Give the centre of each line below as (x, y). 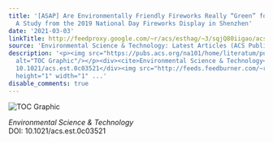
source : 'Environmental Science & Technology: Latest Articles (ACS (127, 46)
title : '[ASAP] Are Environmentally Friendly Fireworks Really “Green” (132, 16)
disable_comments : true (49, 83)
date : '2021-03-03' (41, 31)
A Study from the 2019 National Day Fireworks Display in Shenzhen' (134, 23)
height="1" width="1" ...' (61, 76)
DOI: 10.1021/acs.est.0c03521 (57, 131)
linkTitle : (27, 38)
